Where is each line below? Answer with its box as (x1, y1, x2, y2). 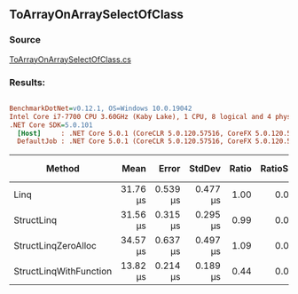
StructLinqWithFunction (13, 266, 113, 278)
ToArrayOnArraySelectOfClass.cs (9, 53, 131, 65)
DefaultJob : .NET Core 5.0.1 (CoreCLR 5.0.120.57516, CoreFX (17, 137, 252, 146)
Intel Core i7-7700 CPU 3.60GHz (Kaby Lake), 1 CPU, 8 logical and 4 (9, 112, 272, 121)
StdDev (189, 163, 222, 175)
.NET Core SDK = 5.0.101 (9, 120, 93, 130)
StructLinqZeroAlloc (13, 240, 98, 252)
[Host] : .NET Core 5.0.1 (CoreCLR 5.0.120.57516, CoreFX (17, 129, 252, 138)
